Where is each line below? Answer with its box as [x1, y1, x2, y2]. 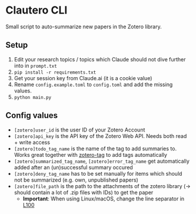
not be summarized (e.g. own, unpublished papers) [14, 176, 139, 183]
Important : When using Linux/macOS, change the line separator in [22, 195, 185, 202]
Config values [5, 110, 58, 121]
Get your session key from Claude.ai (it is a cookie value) [14, 74, 152, 81]
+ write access [14, 139, 51, 146]
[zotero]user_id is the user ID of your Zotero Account [14, 126, 145, 133]
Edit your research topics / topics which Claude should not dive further [14, 55, 186, 62]
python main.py [14, 94, 52, 100]
